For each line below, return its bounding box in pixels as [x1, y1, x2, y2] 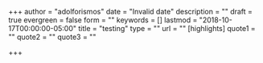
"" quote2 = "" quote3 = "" [8, 32, 97, 41]
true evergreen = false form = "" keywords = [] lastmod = [8, 15, 198, 25]
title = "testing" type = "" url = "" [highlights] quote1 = [77, 24, 256, 33]
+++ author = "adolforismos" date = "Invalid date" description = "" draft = [8, 7, 253, 16]
